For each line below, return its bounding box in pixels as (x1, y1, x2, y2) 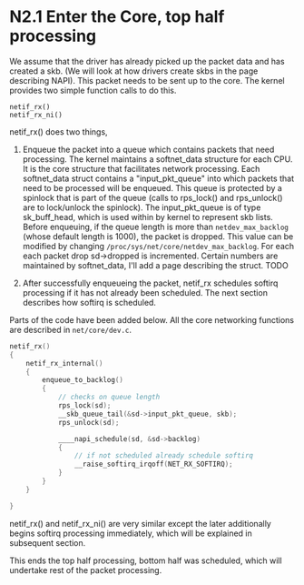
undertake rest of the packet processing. (9, 564, 162, 575)
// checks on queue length (57, 393, 161, 402)
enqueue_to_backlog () (42, 376, 124, 385)
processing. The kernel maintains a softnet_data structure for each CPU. (22, 153, 293, 165)
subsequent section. (9, 537, 86, 548)
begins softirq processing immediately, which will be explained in (9, 528, 252, 539)
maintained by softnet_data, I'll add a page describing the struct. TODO (22, 259, 289, 270)
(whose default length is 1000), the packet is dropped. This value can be (22, 230, 294, 242)
